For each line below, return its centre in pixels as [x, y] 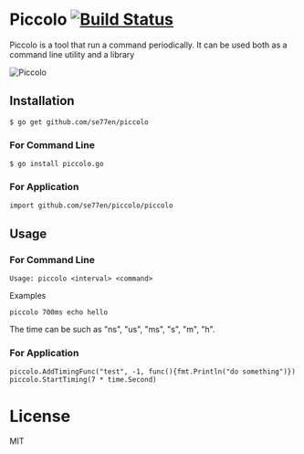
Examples [28, 296]
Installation [42, 101]
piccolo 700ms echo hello [58, 312]
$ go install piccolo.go [57, 164]
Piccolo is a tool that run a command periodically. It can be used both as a [148, 45]
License [40, 416]
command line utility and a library [72, 54]
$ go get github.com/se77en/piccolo [79, 122]
